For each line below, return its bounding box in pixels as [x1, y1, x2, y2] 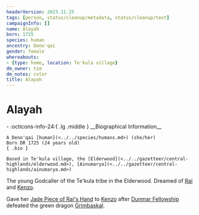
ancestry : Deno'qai [6, 43, 56, 49]
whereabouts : [6, 54, 39, 60]
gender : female [6, 49, 45, 55]
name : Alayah [6, 26, 39, 32]
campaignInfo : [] [6, 20, 50, 26]
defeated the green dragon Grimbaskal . [6, 202, 105, 210]
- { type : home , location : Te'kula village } [6, 60, 118, 66]
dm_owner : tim [6, 65, 42, 72]
